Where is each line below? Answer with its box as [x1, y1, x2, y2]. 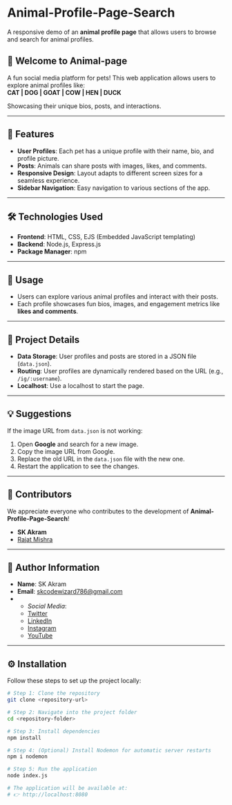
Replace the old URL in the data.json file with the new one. [17, 454, 185, 463]
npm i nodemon [7, 753, 48, 760]
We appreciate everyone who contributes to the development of [7, 507, 189, 515]
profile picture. [17, 154, 59, 162]
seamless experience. [17, 176, 80, 184]
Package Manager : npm [17, 247, 87, 256]
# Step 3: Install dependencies [7, 727, 100, 735]
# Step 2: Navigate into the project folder [7, 709, 137, 716]
